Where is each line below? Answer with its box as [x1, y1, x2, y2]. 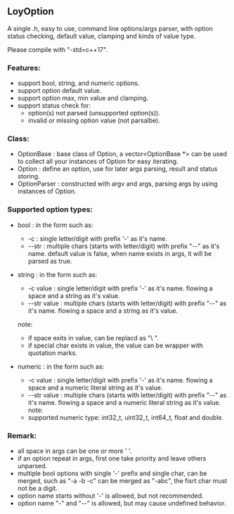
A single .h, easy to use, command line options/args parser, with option [7, 24, 213, 32]
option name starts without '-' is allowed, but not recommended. [17, 491, 204, 500]
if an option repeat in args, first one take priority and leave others [17, 454, 207, 463]
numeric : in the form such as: [17, 362, 105, 371]
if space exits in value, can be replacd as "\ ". [27, 333, 160, 342]
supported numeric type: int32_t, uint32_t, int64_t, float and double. [27, 413, 223, 421]
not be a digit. [17, 484, 58, 492]
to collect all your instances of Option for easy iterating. [17, 158, 178, 166]
